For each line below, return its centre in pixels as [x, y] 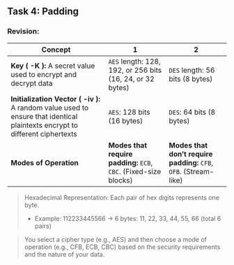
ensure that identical [44, 116]
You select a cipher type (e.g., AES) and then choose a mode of [116, 239]
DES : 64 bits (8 [192, 112]
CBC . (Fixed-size [135, 171]
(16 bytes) [126, 120]
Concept [56, 50]
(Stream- [199, 171]
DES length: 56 [192, 70]
